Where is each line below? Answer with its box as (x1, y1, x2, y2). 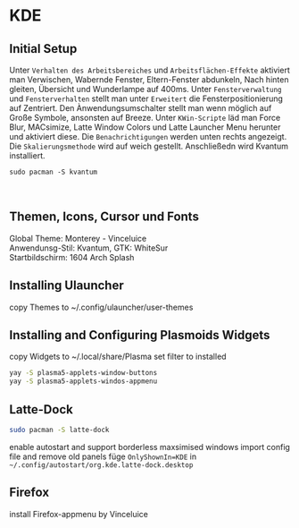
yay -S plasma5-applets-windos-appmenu (9, 377, 158, 386)
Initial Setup (9, 41, 78, 56)
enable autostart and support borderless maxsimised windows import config (9, 441, 290, 452)
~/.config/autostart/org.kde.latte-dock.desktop (9, 460, 194, 470)
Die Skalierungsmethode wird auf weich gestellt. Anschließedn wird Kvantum (9, 141, 288, 151)
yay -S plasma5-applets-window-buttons (9, 369, 158, 378)
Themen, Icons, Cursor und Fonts (9, 209, 199, 225)
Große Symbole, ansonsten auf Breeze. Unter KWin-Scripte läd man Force (9, 113, 281, 123)
